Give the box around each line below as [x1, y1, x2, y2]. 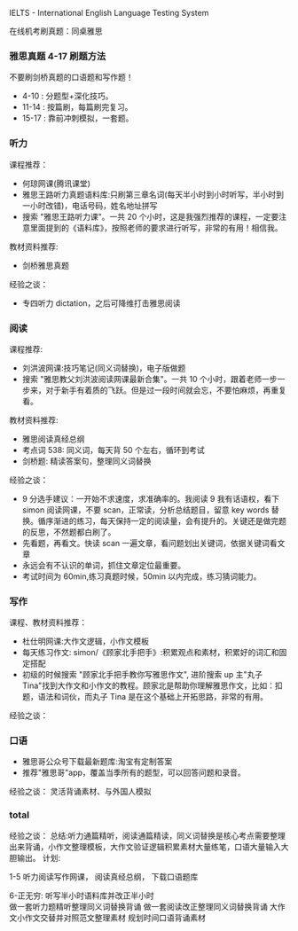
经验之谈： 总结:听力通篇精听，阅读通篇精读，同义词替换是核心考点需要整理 [9, 830, 286, 841]
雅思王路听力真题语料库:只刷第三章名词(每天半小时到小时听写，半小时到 [21, 189, 284, 199]
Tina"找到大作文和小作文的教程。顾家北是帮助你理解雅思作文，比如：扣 [21, 680, 283, 691]
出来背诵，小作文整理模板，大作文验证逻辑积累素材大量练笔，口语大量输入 [9, 841, 281, 852]
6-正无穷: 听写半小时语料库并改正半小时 [9, 890, 155, 901]
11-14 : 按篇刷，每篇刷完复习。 [21, 102, 133, 113]
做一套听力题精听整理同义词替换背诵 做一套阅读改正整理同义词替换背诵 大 [9, 901, 278, 911]
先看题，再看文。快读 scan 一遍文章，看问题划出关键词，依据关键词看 [21, 537, 278, 548]
